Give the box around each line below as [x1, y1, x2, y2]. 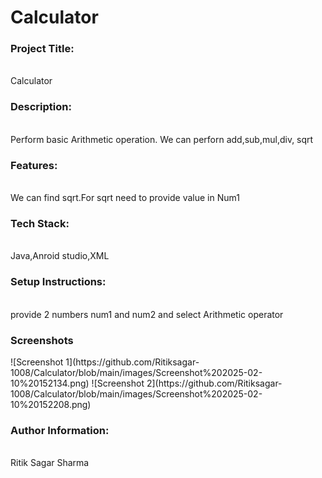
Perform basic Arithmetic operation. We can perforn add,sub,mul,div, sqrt [10, 133, 314, 145]
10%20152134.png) [10, 377, 90, 389]
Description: [10, 100, 72, 114]
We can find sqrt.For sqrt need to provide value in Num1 [10, 192, 240, 204]
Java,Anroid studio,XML [10, 250, 110, 262]
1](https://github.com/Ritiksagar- [65, 356, 200, 368]
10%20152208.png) [10, 398, 92, 410]
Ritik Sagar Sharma [10, 457, 90, 469]
